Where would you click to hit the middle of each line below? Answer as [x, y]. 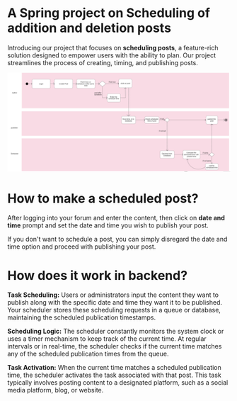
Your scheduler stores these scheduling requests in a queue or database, [114, 310]
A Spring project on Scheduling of [109, 13]
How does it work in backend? [98, 275]
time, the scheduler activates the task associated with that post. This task [114, 375]
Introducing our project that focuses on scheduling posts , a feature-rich [113, 47]
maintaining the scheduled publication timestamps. [82, 317]
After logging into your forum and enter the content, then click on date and [116, 218]
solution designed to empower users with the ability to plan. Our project [112, 55]
